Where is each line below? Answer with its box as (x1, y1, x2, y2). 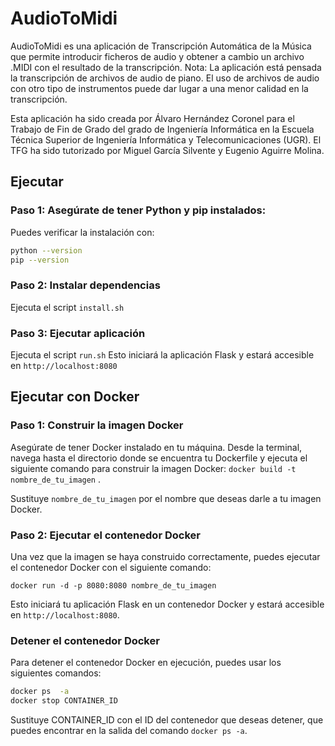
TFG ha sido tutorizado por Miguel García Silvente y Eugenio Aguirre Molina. (10, 144, 325, 156)
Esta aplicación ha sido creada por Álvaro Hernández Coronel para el (10, 112, 295, 124)
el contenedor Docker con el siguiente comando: (10, 561, 212, 573)
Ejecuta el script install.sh (10, 301, 125, 313)
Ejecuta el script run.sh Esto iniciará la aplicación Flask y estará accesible (10, 348, 315, 361)
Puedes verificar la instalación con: (10, 226, 155, 238)
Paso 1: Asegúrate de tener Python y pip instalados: (10, 203, 267, 217)
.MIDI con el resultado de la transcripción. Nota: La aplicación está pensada (10, 61, 322, 73)
